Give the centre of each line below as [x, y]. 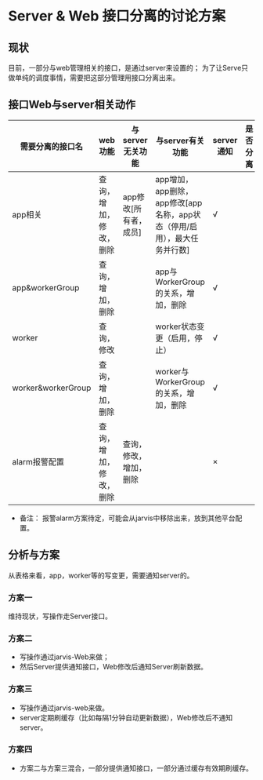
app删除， [174, 191]
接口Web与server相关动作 [72, 105]
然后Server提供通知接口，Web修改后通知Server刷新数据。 [113, 667]
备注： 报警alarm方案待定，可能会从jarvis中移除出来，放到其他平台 [127, 518]
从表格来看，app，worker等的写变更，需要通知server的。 [101, 575]
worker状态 [176, 326]
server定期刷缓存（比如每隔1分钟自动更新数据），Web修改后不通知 [126, 717]
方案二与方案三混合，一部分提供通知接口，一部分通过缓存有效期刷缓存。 [136, 768]
